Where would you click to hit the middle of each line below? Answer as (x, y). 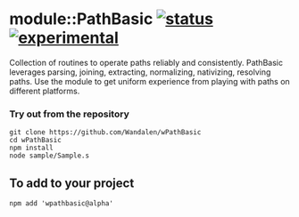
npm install (31, 148)
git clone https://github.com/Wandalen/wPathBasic (105, 133)
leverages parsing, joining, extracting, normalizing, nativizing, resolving (140, 72)
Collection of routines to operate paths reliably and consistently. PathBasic (146, 62)
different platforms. (45, 91)
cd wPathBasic (36, 141)
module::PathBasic (81, 19)
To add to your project (72, 183)
